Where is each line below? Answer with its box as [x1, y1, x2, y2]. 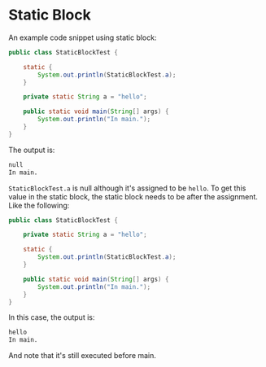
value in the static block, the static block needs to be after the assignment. [8, 191, 259, 201]
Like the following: [8, 200, 70, 210]
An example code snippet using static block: [8, 33, 157, 42]
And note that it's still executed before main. [8, 351, 157, 360]
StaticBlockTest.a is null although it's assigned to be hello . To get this [8, 183, 246, 193]
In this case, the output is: [8, 312, 95, 322]
